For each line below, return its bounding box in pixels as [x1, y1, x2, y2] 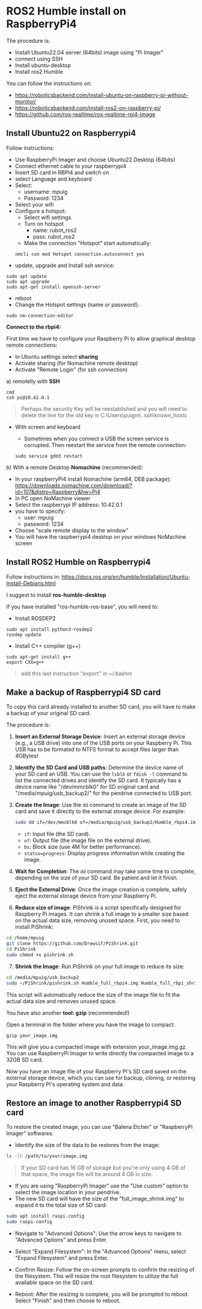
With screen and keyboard [14, 423, 81, 430]
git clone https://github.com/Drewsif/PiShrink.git [6, 941, 138, 947]
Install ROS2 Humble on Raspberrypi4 [6, 557, 151, 567]
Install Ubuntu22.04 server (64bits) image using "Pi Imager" [14, 48, 164, 56]
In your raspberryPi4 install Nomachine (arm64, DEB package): [14, 475, 171, 483]
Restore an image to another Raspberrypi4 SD [6, 1098, 182, 1108]
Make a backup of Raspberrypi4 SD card [6, 687, 161, 697]
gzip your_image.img [6, 1032, 58, 1038]
